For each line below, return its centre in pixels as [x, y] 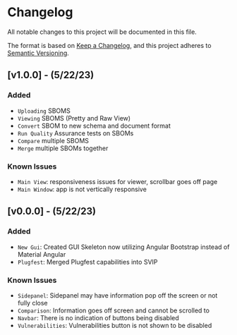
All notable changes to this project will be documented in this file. [102, 32]
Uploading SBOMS [44, 111]
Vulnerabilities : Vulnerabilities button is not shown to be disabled [115, 325]
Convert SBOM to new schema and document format [94, 126]
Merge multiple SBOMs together [63, 148]
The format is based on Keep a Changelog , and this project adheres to [109, 45]
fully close [32, 303]
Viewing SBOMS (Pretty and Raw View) [74, 118]
